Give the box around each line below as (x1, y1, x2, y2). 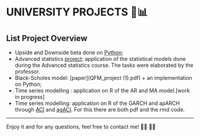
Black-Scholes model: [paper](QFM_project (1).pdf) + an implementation (14, 75, 192, 81)
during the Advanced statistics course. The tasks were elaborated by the (14, 61, 193, 69)
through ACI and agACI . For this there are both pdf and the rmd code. (14, 106, 185, 113)
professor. (14, 68, 40, 75)
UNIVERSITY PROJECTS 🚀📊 (6, 5, 148, 19)
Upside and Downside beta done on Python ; (14, 49, 124, 56)
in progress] (14, 94, 45, 100)
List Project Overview (6, 33, 87, 43)
